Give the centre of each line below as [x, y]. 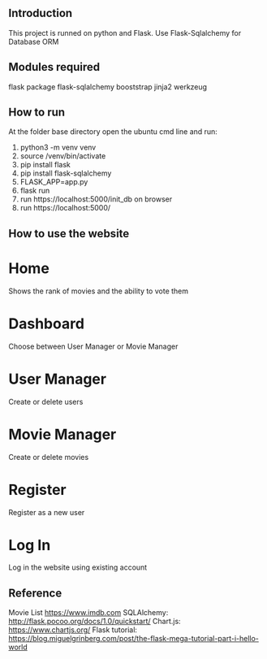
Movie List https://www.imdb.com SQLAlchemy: [88, 613]
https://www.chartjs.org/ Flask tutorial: [73, 630]
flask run [35, 191]
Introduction [41, 13]
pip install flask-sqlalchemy [66, 173]
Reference [35, 593]
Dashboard [47, 323]
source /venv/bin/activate [63, 156]
